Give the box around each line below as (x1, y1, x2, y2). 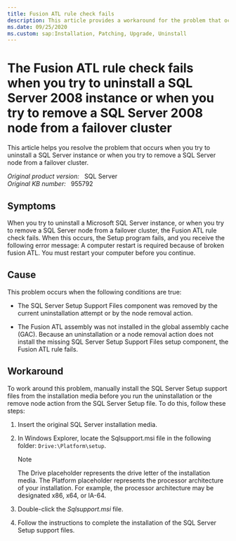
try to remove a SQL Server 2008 (7, 105, 204, 121)
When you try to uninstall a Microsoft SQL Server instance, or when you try (7, 219, 225, 227)
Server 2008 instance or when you (7, 90, 214, 106)
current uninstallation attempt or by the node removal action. (17, 309, 193, 317)
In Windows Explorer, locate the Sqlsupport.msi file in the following (17, 434, 211, 442)
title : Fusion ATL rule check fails (7, 10, 114, 18)
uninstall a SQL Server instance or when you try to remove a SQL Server (7, 151, 216, 159)
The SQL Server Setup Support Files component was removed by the (17, 301, 218, 310)
